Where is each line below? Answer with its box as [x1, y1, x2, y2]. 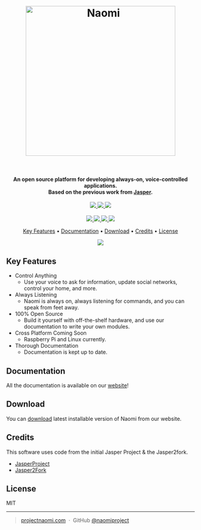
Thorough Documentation [14, 342, 79, 350]
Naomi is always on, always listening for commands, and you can [23, 297, 185, 305]
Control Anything [14, 272, 57, 279]
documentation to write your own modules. [23, 323, 130, 330]
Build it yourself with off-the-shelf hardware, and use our [23, 317, 165, 324]
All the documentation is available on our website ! [6, 382, 129, 389]
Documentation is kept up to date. [23, 348, 108, 356]
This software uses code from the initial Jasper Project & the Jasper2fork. [6, 448, 188, 456]
